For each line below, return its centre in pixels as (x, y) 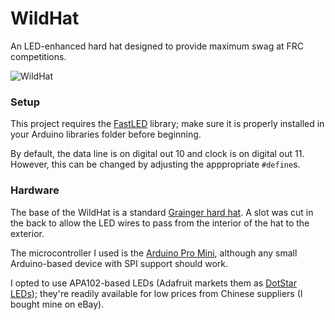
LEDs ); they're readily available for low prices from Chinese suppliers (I (156, 293)
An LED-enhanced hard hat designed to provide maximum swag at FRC (157, 46)
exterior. (27, 233)
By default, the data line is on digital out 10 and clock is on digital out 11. (157, 154)
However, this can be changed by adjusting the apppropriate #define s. (155, 164)
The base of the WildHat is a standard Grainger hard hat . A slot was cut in (162, 212)
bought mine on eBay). (57, 304)
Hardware (35, 190)
